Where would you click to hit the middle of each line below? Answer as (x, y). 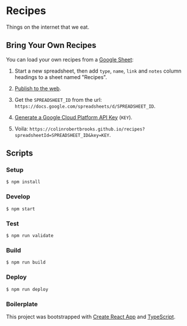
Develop (18, 197)
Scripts (20, 153)
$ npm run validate (30, 236)
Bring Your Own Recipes (51, 45)
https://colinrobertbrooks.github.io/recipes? (87, 129)
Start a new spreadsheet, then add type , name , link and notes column (98, 71)
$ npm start (21, 209)
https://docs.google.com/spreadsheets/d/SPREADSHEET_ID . (85, 106)
